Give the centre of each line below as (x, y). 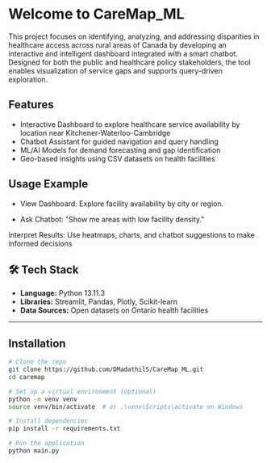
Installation (37, 343)
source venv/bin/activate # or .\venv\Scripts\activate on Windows (126, 406)
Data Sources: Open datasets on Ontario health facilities (114, 310)
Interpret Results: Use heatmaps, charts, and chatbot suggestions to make (132, 234)
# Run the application (46, 444)
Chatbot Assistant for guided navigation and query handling (119, 141)
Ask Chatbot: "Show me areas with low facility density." (112, 219)
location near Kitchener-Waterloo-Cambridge (95, 133)
